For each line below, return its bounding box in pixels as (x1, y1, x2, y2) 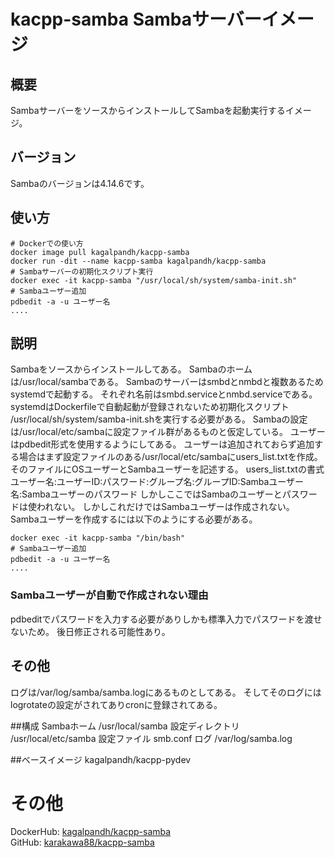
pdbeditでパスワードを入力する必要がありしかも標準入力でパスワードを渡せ (10, 613, 323, 625)
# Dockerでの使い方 (10, 238, 84, 249)
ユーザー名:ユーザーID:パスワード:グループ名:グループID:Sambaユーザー (10, 476, 305, 488)
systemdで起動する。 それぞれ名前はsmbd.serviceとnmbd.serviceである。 (10, 388, 318, 400)
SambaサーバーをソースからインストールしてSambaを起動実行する (10, 105, 286, 116)
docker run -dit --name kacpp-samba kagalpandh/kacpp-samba (10, 256, 267, 266)
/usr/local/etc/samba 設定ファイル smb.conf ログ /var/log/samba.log (10, 732, 293, 744)
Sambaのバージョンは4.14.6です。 (10, 177, 150, 189)
